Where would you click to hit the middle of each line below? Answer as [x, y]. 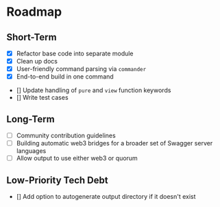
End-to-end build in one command [65, 77]
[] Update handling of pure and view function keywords [94, 90]
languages [31, 151]
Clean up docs [37, 61]
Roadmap [34, 12]
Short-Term [32, 37]
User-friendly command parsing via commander [81, 69]
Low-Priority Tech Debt [57, 180]
